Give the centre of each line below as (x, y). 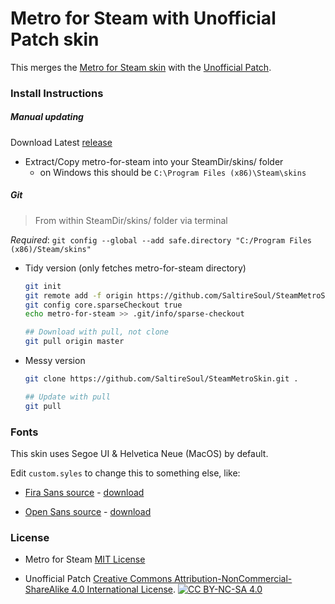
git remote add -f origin (78, 295)
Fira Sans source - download (84, 492)
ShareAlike (47, 589)
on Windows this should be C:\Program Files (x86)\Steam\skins (173, 172)
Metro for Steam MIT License (85, 559)
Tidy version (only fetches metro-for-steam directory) (135, 268)
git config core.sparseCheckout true (103, 305)
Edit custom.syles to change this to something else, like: (125, 473)
